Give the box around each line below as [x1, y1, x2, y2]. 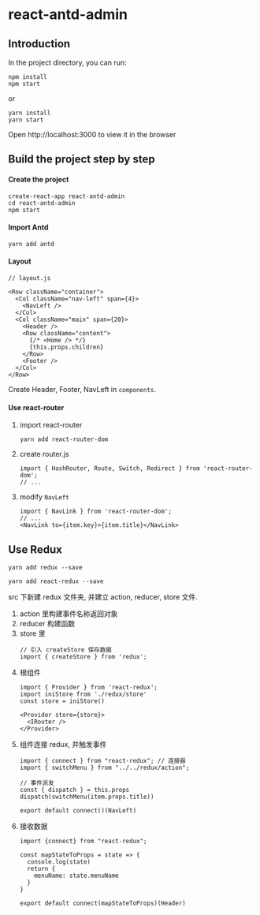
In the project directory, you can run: [8, 58, 127, 67]
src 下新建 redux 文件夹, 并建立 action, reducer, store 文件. [8, 592, 199, 602]
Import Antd [8, 222, 49, 232]
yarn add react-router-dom [19, 435, 109, 443]
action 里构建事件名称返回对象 [19, 609, 118, 618]
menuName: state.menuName [34, 872, 120, 880]
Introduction [8, 37, 71, 50]
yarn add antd [8, 240, 55, 248]
